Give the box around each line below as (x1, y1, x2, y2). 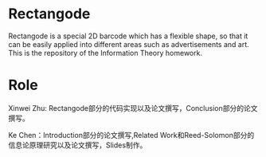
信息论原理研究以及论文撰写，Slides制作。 (8, 140, 147, 150)
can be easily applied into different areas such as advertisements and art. (8, 39, 249, 49)
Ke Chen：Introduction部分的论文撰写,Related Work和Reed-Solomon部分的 (8, 130, 255, 139)
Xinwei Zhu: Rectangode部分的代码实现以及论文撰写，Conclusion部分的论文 (8, 103, 258, 112)
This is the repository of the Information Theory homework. (8, 48, 203, 57)
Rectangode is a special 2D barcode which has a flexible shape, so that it (8, 31, 248, 41)
